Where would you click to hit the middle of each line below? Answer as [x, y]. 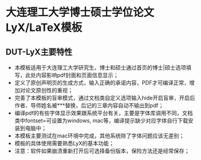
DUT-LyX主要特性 [39, 52]
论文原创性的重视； [49, 90]
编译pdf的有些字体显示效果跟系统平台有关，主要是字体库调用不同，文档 [104, 113]
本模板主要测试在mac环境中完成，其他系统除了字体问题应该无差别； [99, 136]
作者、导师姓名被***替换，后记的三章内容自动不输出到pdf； [89, 105]
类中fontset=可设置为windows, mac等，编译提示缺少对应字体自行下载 [101, 121]
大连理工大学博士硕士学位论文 [80, 12]
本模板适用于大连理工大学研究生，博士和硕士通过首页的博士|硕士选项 [100, 68]
